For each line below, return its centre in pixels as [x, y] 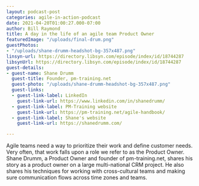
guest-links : [28, 90]
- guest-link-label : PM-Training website [64, 106]
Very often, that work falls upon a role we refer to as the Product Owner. [95, 152]
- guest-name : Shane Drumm [40, 73]
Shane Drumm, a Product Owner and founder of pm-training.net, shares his [99, 158]
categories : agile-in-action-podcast [54, 17]
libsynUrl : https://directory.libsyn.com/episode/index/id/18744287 [94, 62]
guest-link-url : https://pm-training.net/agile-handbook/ [91, 112]
